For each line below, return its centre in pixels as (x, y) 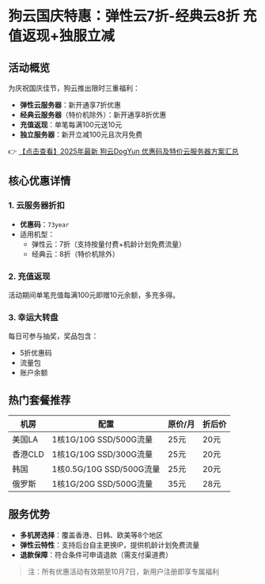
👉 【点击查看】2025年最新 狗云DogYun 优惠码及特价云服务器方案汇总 (123, 151)
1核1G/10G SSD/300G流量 (102, 454)
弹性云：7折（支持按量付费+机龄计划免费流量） (108, 244)
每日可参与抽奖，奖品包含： (53, 336)
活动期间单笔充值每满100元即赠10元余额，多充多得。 (94, 295)
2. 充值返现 (29, 276)
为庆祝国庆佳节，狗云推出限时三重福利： (74, 88)
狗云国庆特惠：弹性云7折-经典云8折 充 (132, 16)
